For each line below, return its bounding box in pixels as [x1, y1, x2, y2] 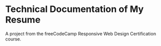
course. [5, 36, 21, 42]
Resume [5, 14, 41, 25]
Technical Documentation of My [5, 3, 144, 15]
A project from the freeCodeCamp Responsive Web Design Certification [5, 30, 156, 36]
